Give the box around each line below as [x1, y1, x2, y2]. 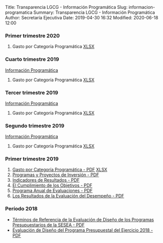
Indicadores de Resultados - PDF [12, 177, 80, 183]
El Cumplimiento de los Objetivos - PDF [12, 183, 93, 189]
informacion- [128, 4, 155, 10]
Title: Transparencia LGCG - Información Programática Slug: [5, 4, 127, 10]
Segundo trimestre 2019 [5, 122, 65, 129]
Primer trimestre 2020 [5, 32, 60, 39]
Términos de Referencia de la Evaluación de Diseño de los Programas [12, 216, 154, 222]
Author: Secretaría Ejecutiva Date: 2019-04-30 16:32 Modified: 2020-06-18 [5, 15, 159, 20]
